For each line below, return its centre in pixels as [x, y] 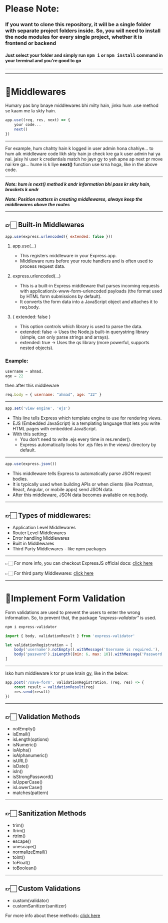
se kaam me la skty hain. [31, 111]
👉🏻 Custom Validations [43, 888]
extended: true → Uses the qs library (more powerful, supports [84, 343]
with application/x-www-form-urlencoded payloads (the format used [91, 291]
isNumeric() [24, 745]
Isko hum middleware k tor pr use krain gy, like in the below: [67, 673]
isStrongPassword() [33, 777]
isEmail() [21, 734]
